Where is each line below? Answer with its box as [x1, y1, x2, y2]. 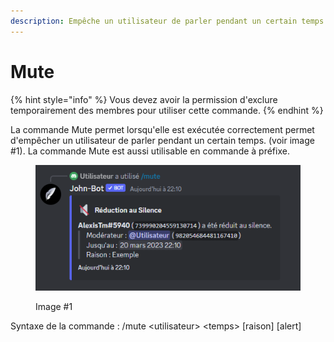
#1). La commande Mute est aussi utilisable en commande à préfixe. [10, 145, 290, 157]
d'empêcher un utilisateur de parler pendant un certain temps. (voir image [10, 134, 315, 146]
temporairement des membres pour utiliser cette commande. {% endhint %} [10, 104, 324, 116]
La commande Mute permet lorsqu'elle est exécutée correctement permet [10, 123, 315, 135]
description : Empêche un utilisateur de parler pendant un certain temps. [10, 16, 329, 26]
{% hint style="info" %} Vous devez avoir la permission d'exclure [10, 93, 278, 105]
